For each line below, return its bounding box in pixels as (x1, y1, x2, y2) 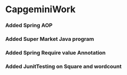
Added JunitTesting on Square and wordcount (5, 63, 122, 70)
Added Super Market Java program (5, 36, 94, 43)
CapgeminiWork (5, 4, 76, 15)
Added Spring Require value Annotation (5, 49, 106, 56)
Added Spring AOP (5, 22, 53, 29)
